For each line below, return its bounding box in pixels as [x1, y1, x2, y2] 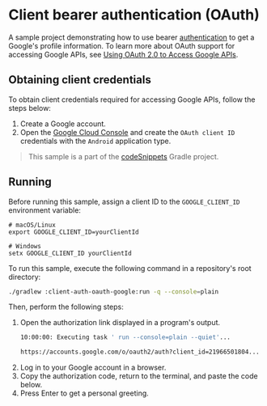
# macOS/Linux [8, 221, 57, 229]
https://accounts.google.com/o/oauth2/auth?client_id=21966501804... [19, 348, 261, 357]
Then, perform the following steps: [8, 302, 124, 312]
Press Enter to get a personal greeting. [19, 388, 150, 398]
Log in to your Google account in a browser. [19, 362, 167, 373]
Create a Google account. [19, 119, 107, 129]
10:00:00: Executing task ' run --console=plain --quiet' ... [19, 333, 231, 341]
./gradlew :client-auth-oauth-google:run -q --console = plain [8, 287, 219, 296]
